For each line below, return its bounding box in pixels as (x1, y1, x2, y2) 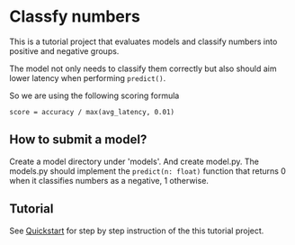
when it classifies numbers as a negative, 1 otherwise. (9, 175, 210, 186)
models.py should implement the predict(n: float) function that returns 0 (9, 165, 286, 177)
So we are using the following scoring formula (9, 90, 180, 101)
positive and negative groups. (9, 45, 120, 56)
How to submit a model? (9, 132, 147, 148)
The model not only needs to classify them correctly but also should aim (9, 63, 277, 74)
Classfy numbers (9, 6, 141, 27)
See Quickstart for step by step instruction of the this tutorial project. (9, 225, 264, 236)
